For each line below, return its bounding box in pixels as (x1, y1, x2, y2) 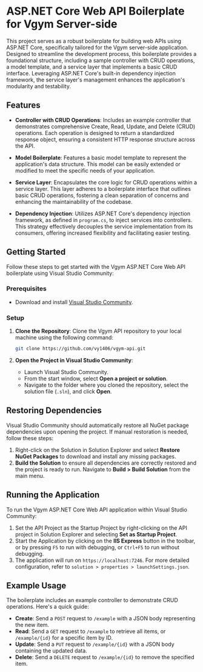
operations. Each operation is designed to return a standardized (15, 129, 175, 136)
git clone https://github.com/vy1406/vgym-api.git (15, 345, 146, 352)
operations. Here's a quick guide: (6, 603, 90, 611)
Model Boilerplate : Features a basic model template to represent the (15, 154, 187, 161)
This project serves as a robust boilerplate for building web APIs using (6, 37, 182, 44)
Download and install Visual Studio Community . (15, 298, 133, 305)
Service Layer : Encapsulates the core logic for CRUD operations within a (15, 178, 198, 186)
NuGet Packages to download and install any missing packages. (15, 452, 177, 460)
